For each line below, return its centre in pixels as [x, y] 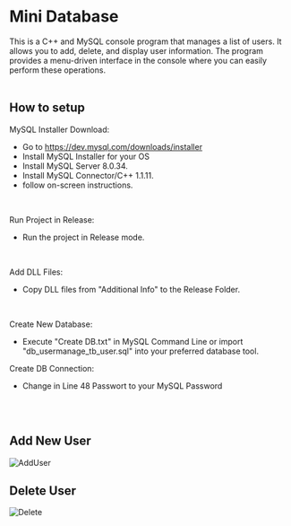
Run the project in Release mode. [83, 237]
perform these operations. [57, 70]
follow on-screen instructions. [77, 185]
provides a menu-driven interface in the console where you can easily [138, 60]
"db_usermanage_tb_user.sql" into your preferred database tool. [141, 351]
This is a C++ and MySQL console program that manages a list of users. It [145, 41]
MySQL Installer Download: [60, 129]
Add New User [50, 441]
